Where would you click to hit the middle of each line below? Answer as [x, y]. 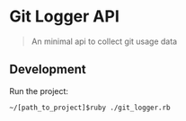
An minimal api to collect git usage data [104, 41]
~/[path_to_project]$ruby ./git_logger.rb [90, 108]
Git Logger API [64, 17]
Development [48, 69]
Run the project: [39, 91]
